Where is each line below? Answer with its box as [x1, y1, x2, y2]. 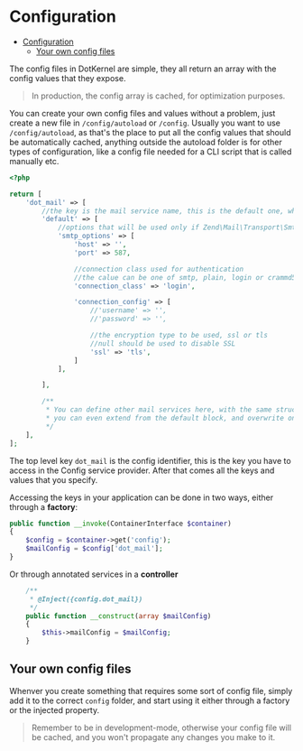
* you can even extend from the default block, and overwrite [45, 413, 284, 423]
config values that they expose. [9, 72, 126, 83]
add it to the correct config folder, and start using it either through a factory [9, 695, 290, 706]
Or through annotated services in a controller [9, 569, 179, 579]
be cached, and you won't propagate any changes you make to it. [31, 731, 276, 742]
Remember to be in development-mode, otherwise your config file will [31, 722, 291, 733]
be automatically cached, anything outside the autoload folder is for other [9, 136, 282, 147]
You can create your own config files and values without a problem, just [9, 107, 276, 118]
